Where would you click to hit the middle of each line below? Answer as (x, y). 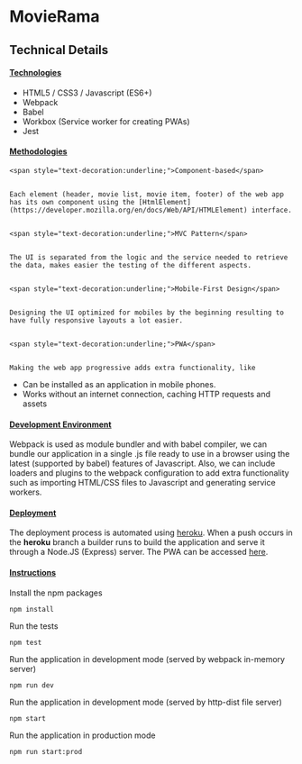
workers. (26, 492)
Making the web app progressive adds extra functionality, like (133, 368)
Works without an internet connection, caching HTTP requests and (146, 394)
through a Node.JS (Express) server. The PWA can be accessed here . (139, 552)
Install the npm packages (56, 593)
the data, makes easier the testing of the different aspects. (131, 265)
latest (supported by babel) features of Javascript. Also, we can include (142, 464)
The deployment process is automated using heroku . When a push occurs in (151, 532)
